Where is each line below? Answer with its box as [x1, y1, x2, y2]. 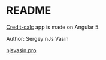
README [6, 4, 52, 17]
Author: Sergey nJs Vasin [6, 35, 69, 42]
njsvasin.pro [6, 46, 37, 54]
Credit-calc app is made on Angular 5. [6, 23, 100, 31]
